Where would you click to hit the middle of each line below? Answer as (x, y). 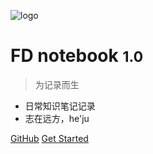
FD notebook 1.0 (77, 56)
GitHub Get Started (49, 138)
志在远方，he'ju (57, 118)
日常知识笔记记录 (60, 106)
